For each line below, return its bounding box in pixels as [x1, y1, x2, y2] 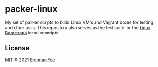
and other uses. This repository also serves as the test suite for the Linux [5, 24, 151, 30]
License [5, 44, 30, 52]
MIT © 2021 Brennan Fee [5, 57, 55, 63]
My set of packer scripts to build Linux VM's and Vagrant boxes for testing [5, 19, 154, 25]
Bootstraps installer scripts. [5, 30, 60, 35]
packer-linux [5, 3, 58, 15]
